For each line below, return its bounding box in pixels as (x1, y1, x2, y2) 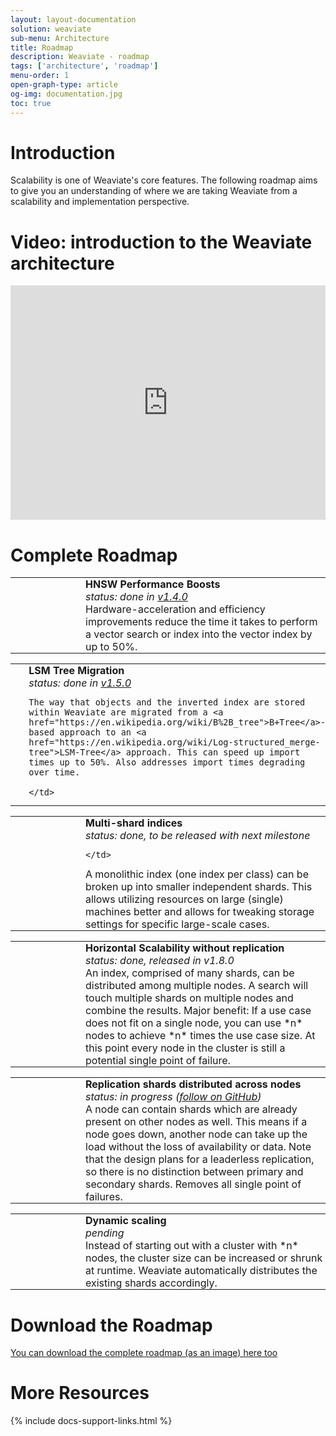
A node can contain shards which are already (85, 1102, 298, 1116)
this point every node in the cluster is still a (85, 1041, 286, 1055)
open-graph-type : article (10, 80, 118, 90)
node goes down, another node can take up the (85, 1127, 308, 1141)
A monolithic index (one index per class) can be (85, 867, 309, 881)
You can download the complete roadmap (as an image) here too (10, 1347, 278, 1359)
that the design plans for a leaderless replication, (85, 1152, 315, 1166)
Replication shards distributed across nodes (85, 1077, 302, 1091)
